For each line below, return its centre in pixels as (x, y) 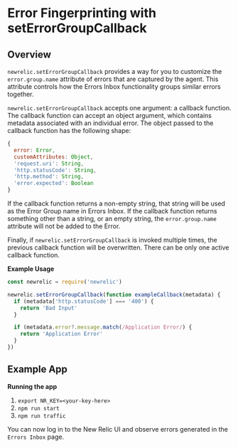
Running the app (32, 386)
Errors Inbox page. (36, 437)
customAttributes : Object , (54, 157)
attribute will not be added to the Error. (64, 226)
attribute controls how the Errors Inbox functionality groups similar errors (114, 86)
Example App (37, 369)
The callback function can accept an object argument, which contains (109, 116)
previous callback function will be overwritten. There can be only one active (118, 247)
